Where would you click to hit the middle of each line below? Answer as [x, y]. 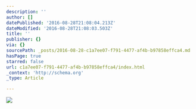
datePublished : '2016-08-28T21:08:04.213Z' [61, 23]
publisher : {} [24, 39]
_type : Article [25, 78]
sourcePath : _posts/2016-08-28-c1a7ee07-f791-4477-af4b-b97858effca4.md [98, 51]
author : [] [20, 17]
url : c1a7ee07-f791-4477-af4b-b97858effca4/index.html [76, 67]
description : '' [26, 12]
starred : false [25, 61]
